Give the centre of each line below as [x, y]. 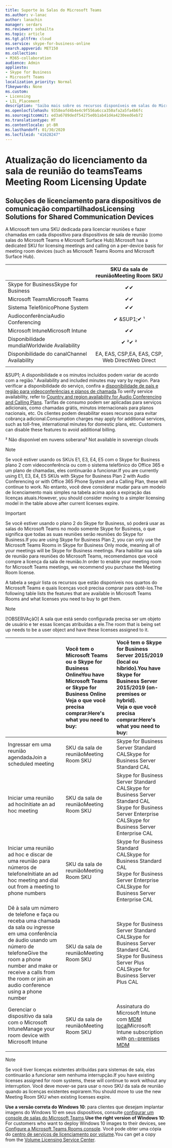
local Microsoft [134, 1026]
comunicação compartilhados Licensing [70, 209]
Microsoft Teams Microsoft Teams [48, 299]
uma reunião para [29, 861]
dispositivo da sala [30, 1016]
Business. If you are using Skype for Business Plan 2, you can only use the [83, 540]
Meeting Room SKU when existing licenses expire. [58, 1097]
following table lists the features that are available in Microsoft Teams [78, 594]
